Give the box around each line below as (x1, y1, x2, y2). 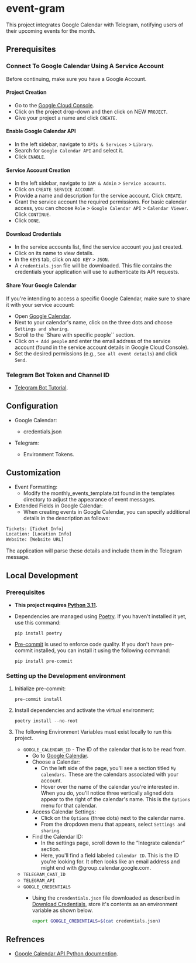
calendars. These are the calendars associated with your (40, 771, 179, 778)
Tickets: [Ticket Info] (6, 525, 64, 532)
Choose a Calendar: (32, 758, 80, 765)
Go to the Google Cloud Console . (14, 101, 95, 108)
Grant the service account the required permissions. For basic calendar (14, 198, 187, 205)
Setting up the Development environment (6, 672, 126, 680)
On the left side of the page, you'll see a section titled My (40, 765, 177, 772)
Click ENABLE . (14, 153, 46, 160)
